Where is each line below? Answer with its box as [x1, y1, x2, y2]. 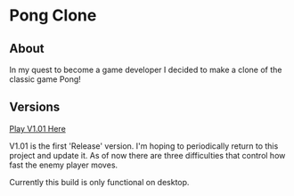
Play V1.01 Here [9, 123, 67, 134]
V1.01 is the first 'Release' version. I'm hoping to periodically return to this [9, 140, 279, 151]
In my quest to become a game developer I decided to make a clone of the [9, 64, 282, 75]
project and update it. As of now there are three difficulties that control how [9, 150, 286, 160]
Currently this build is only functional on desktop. [9, 176, 190, 187]
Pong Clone [9, 5, 97, 26]
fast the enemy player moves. [9, 159, 118, 170]
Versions [9, 100, 61, 115]
